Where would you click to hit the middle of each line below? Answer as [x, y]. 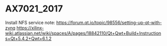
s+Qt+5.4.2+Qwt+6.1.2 [28, 38]
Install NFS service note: [30, 22]
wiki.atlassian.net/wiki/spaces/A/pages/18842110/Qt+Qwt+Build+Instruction [83, 33]
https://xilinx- [30, 27]
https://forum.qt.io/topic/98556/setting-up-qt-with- [109, 22]
